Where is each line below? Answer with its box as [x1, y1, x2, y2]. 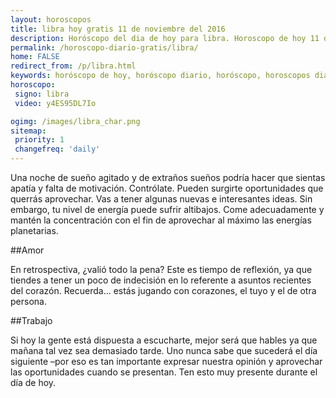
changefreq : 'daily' [14, 144, 101, 155]
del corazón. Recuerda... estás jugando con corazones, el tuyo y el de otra [10, 285, 317, 296]
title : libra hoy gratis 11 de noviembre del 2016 [10, 24, 226, 34]
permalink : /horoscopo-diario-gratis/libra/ [10, 42, 199, 53]
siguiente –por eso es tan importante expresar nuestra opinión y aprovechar [10, 356, 323, 367]
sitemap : [10, 126, 47, 136]
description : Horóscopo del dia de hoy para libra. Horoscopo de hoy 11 [10, 33, 320, 43]
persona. [10, 296, 47, 307]
